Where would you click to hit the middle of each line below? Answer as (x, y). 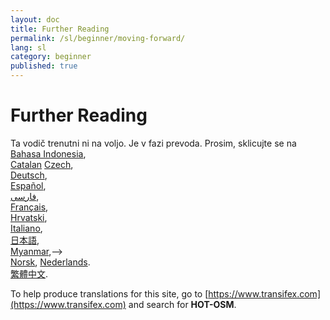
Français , (29, 207)
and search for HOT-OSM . (182, 304)
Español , (28, 185)
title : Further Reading (60, 29)
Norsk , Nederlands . (50, 262)
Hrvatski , (29, 217)
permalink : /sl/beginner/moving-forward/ (98, 38)
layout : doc (35, 19)
